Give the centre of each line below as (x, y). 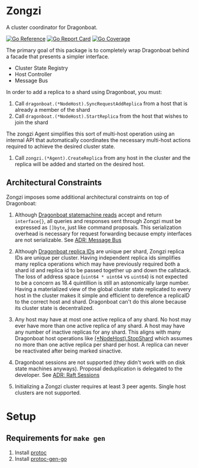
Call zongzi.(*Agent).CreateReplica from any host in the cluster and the (103, 157)
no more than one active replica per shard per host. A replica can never (101, 344)
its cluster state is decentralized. (54, 308)
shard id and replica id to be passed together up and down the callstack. (103, 270)
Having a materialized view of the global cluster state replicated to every (103, 289)
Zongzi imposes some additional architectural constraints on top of (88, 197)
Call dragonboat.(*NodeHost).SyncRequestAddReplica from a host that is (101, 103)
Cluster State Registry (41, 68)
